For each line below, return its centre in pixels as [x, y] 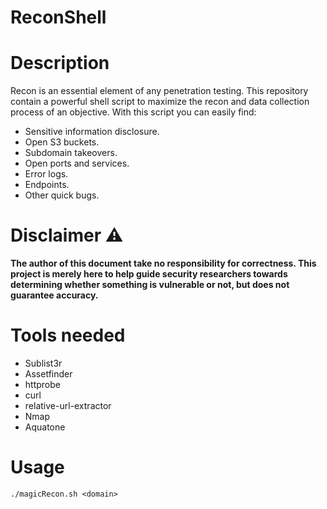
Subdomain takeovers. [71, 153]
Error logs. [46, 174]
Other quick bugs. [62, 195]
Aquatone [45, 427]
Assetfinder [48, 374]
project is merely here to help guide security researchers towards [149, 274]
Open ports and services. [77, 163]
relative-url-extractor [68, 405]
